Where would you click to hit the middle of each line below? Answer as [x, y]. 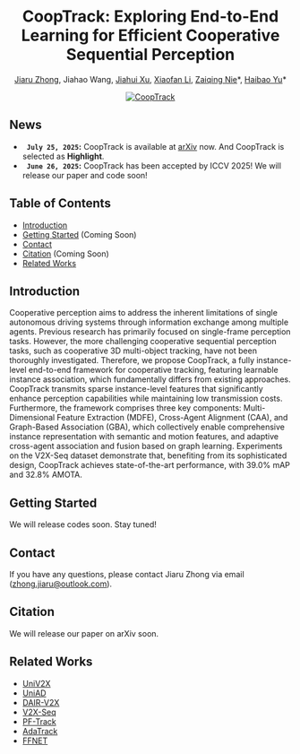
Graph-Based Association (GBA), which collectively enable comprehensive [147, 427]
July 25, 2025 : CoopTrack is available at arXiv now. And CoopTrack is [155, 146]
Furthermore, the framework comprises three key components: [125, 408]
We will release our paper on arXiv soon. [84, 633]
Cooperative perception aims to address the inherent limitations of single [143, 313]
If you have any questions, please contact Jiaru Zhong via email [127, 574]
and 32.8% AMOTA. [46, 475]
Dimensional [32, 418]
